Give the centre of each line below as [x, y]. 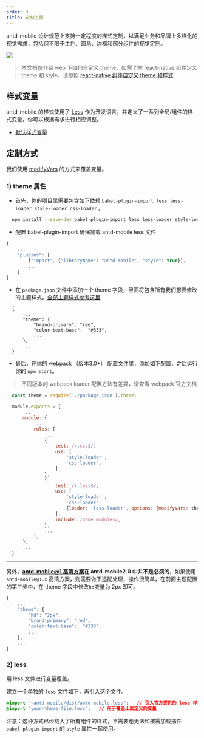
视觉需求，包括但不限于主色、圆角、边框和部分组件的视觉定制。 [86, 43]
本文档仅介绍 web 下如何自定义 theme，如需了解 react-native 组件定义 [109, 67]
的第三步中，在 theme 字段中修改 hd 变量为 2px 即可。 [72, 586]
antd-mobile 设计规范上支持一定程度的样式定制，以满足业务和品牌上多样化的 [102, 36]
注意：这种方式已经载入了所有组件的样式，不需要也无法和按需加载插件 [94, 721]
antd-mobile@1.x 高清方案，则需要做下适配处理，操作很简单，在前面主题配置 [102, 579]
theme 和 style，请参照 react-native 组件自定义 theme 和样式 [97, 75]
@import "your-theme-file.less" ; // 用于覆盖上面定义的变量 [81, 708]
